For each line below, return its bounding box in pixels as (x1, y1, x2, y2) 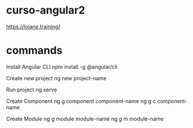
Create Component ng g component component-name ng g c (6, 97, 156, 104)
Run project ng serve (6, 86, 57, 93)
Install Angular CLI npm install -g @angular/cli (6, 63, 118, 70)
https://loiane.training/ (6, 23, 60, 30)
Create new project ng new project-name (6, 74, 107, 81)
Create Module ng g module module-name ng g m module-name (6, 115, 164, 122)
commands (6, 44, 63, 57)
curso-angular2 (6, 4, 85, 17)
